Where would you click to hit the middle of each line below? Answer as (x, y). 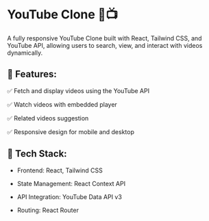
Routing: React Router (48, 210)
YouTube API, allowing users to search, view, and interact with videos (105, 45)
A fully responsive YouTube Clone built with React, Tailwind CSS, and (104, 38)
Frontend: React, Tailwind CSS (60, 170)
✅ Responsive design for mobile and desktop (71, 131)
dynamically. (25, 53)
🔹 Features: (32, 74)
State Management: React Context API (71, 183)
